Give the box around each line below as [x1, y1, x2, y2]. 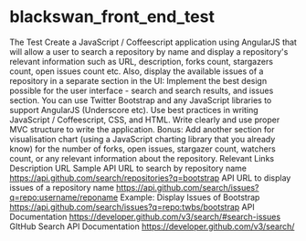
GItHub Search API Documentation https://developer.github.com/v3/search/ [9, 221, 295, 232]
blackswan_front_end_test [9, 6, 215, 27]
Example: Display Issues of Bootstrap [120, 192, 260, 203]
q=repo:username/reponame [9, 192, 119, 203]
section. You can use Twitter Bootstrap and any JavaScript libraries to [9, 94, 272, 106]
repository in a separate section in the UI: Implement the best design [9, 75, 268, 86]
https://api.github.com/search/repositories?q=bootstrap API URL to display [9, 172, 291, 183]
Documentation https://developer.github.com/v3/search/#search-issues [9, 211, 281, 222]
